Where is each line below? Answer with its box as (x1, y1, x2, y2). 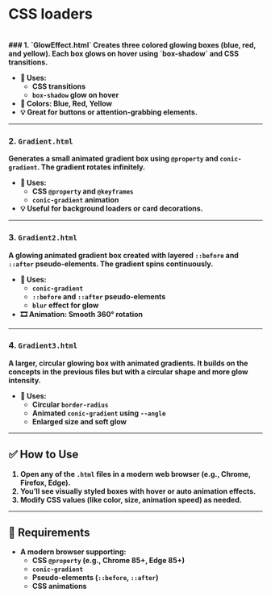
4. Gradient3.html (8, 340, 78, 351)
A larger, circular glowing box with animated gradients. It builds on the (8, 358, 248, 368)
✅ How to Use (8, 448, 79, 461)
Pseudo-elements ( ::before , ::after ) (31, 573, 159, 582)
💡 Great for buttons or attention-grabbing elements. (19, 106, 198, 117)
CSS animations (31, 582, 87, 591)
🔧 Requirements (8, 526, 90, 540)
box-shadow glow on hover (31, 90, 119, 99)
